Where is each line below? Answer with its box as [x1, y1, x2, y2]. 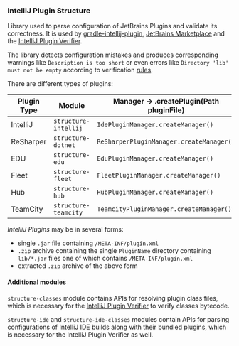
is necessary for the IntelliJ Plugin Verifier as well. [7, 330, 154, 339]
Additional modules [7, 278, 66, 286]
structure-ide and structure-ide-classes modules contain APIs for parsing [7, 315, 230, 323]
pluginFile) [147, 105, 185, 115]
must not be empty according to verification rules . [7, 66, 153, 75]
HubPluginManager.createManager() [97, 188, 214, 197]
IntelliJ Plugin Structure [7, 6, 91, 16]
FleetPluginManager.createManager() [97, 171, 221, 180]
